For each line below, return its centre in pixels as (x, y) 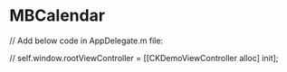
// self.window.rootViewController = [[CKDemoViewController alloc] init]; (144, 58)
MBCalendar (57, 16)
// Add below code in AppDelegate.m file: (86, 40)
